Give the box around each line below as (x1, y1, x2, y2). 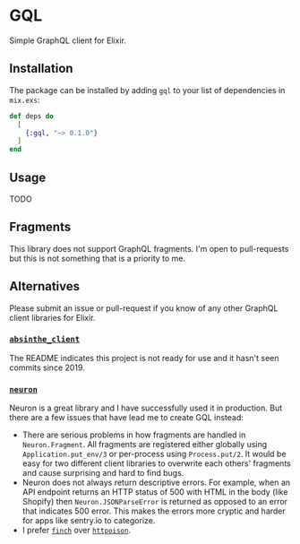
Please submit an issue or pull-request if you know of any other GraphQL (9, 302, 279, 314)
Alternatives (9, 279, 81, 294)
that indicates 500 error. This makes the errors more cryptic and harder (21, 505, 287, 516)
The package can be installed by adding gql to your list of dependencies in (9, 84, 286, 95)
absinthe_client (9, 334, 81, 345)
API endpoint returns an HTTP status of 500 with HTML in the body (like (21, 487, 288, 497)
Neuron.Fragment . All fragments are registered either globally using (21, 439, 268, 450)
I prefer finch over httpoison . (21, 525, 132, 536)
